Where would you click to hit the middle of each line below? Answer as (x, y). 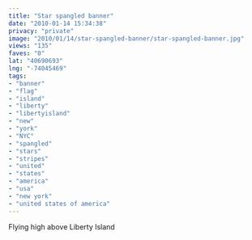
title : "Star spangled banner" (61, 16)
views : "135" (30, 46)
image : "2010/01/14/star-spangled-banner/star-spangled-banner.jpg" (126, 38)
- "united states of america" (60, 204)
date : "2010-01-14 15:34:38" (58, 23)
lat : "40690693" (36, 61)
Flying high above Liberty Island (62, 226)
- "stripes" (28, 158)
